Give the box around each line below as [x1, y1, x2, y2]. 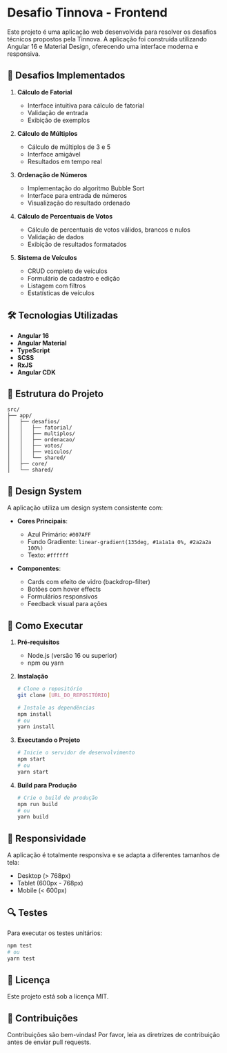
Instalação [17, 672, 48, 680]
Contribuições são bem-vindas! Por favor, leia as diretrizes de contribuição [7, 1031, 221, 1039]
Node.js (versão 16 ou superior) [27, 652, 117, 659]
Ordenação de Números [17, 170, 88, 179]
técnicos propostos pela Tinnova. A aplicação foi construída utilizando [7, 34, 207, 43]
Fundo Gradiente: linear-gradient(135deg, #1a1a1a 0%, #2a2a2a [27, 538, 212, 546]
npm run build [17, 801, 58, 808]
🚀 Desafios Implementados [7, 70, 126, 81]
